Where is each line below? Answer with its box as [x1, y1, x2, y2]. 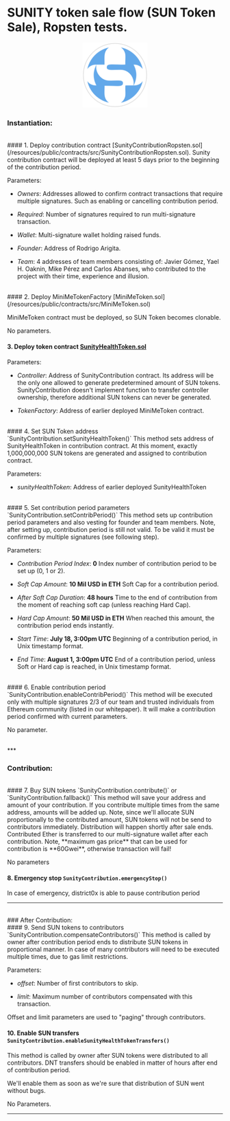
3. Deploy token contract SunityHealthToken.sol [7, 342, 147, 351]
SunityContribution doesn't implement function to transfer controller [16, 386, 209, 394]
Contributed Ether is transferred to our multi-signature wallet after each [7, 830, 209, 838]
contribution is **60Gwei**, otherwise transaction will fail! [7, 844, 172, 853]
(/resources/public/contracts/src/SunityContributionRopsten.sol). [7, 148, 191, 157]
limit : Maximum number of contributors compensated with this [16, 992, 193, 1001]
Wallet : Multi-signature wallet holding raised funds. [16, 231, 162, 239]
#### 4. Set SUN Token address [7, 427, 99, 435]
